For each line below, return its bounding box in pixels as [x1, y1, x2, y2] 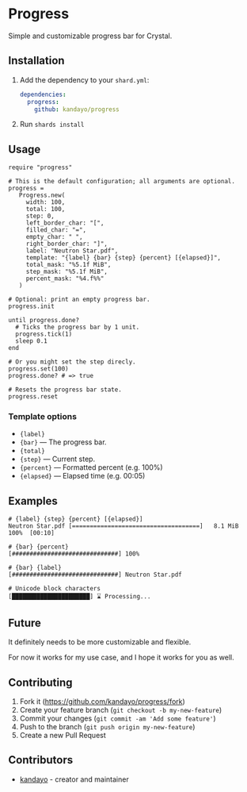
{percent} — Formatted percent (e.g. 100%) [19, 463, 164, 472]
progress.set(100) [8, 365, 69, 373]
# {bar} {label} [8, 564, 62, 572]
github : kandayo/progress [34, 105, 120, 113]
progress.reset [8, 393, 59, 401]
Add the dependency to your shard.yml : [19, 75, 150, 84]
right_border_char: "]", [25, 240, 108, 248]
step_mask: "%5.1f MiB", [25, 267, 108, 276]
